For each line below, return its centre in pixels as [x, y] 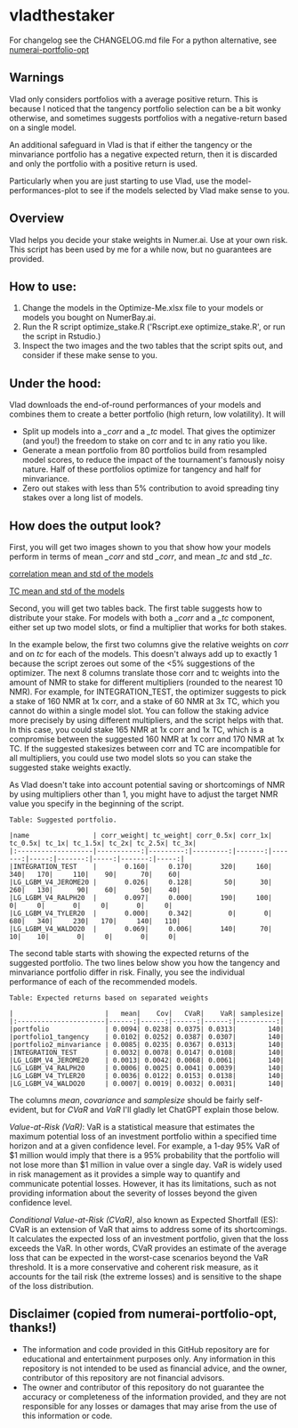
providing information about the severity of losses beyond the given [133, 1193]
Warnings [37, 78]
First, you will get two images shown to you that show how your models [140, 547]
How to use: [43, 286]
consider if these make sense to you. [90, 355]
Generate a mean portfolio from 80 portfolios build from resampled [144, 450]
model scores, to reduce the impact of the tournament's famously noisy [153, 460]
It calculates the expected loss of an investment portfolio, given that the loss [149, 1239]
